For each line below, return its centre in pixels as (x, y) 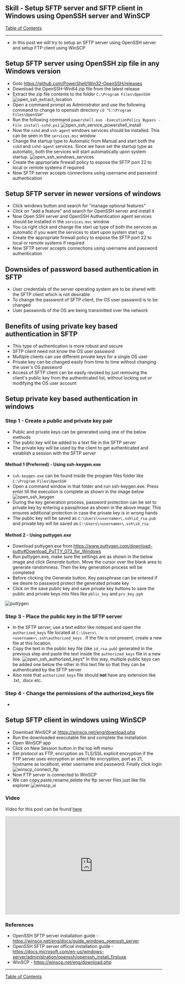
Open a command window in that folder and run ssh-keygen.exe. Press (85, 486)
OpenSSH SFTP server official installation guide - (63, 946)
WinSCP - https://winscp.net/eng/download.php (62, 962)
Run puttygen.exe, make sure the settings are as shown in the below (83, 556)
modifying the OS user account (44, 383)
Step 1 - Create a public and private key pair (59, 421)
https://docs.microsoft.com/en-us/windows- (58, 951)
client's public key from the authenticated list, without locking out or (82, 378)
